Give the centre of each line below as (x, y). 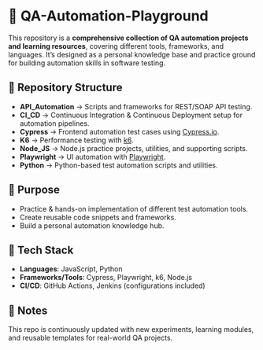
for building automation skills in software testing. (87, 63)
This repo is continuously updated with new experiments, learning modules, (131, 330)
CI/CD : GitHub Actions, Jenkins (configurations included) (113, 286)
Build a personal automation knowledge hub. (92, 225)
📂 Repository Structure (65, 88)
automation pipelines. (54, 123)
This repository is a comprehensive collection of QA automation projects (128, 38)
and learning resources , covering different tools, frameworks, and (116, 46)
